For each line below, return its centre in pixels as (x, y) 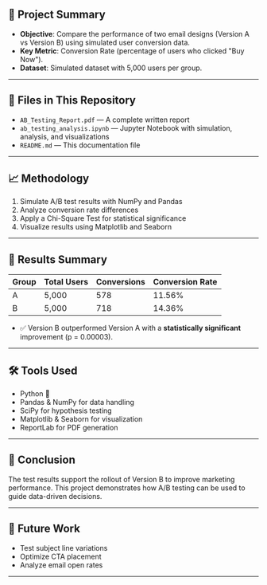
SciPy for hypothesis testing (66, 410)
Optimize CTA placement (60, 556)
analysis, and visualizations (64, 136)
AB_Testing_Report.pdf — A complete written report (104, 120)
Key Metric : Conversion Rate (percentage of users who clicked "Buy (132, 51)
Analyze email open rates (61, 565)
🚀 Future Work (44, 529)
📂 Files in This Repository (72, 100)
